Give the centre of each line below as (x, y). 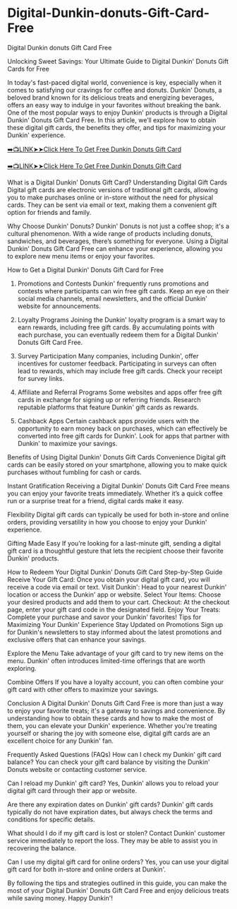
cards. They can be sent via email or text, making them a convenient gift (112, 205)
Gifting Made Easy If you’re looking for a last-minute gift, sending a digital (114, 543)
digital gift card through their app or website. (72, 790)
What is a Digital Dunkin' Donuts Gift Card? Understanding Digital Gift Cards (117, 182)
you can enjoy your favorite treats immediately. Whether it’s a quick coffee (115, 493)
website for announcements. (59, 306)
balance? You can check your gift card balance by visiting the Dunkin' (109, 762)
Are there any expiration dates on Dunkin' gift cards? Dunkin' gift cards (110, 804)
